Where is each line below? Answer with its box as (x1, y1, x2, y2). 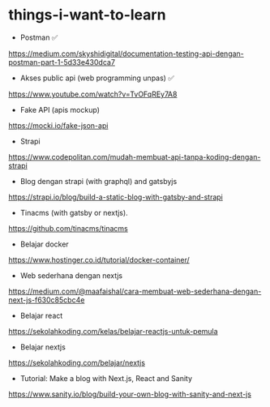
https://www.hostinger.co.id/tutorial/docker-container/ (8, 255, 191, 264)
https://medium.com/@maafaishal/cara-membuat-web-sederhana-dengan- (8, 286, 262, 296)
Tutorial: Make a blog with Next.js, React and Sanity (19, 373, 193, 383)
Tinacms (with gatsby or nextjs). (19, 208, 128, 217)
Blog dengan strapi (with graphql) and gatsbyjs (19, 176, 178, 186)
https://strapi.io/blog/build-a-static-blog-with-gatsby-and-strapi (8, 192, 223, 202)
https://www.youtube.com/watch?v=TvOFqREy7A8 (8, 89, 178, 99)
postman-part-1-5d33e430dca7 (8, 57, 116, 66)
